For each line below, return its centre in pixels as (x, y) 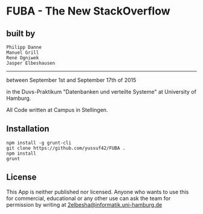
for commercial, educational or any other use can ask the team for (89, 198)
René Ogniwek (23, 58)
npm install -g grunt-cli (39, 143)
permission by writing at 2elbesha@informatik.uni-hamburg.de (84, 204)
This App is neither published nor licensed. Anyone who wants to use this (98, 192)
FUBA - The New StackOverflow (88, 11)
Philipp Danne (24, 47)
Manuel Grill (23, 53)
